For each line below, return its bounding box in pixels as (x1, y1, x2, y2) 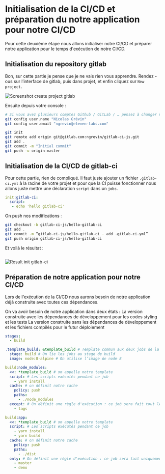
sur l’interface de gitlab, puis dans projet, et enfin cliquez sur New (14, 78, 144, 84)
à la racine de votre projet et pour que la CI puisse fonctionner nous (19, 180, 156, 186)
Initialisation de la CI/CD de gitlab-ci (5, 162, 118, 170)
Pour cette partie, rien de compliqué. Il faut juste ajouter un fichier (5, 175, 138, 181)
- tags (14, 406, 27, 411)
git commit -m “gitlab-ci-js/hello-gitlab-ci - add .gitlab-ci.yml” (5, 231, 148, 236)
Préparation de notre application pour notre (5, 273, 141, 281)
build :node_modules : (5, 365, 48, 370)
